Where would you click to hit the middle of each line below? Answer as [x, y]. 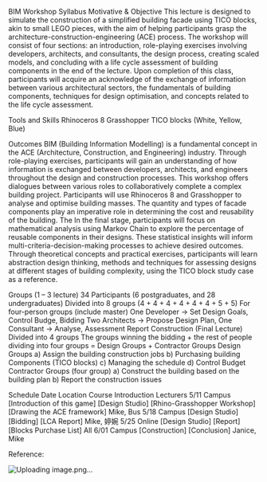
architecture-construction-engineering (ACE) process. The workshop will [128, 37]
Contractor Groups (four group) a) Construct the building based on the [124, 371]
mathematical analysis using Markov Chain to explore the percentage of [126, 229]
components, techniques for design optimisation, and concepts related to [129, 96]
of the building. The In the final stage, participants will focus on [112, 220]
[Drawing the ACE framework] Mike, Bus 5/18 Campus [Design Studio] [124, 412]
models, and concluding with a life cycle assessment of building [113, 62]
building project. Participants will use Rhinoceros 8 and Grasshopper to [125, 195]
